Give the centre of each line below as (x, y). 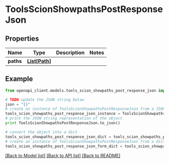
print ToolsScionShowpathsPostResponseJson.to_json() (63, 123)
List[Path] (39, 61)
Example (19, 79)
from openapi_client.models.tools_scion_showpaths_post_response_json (81, 91)
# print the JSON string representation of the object (64, 118)
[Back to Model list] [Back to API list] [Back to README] (63, 156)
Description (70, 53)
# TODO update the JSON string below (45, 100)
